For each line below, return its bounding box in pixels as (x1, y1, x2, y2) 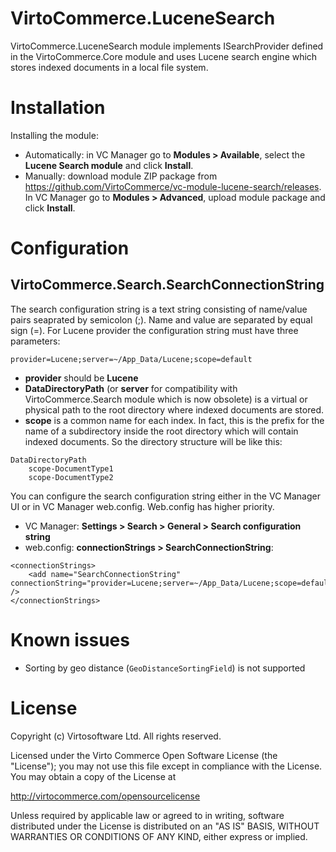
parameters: (10, 335, 61, 347)
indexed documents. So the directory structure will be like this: (24, 435, 283, 447)
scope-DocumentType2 (28, 472, 114, 482)
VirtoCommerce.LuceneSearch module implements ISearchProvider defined (10, 40, 324, 52)
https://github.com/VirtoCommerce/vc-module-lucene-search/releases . (24, 180, 322, 192)
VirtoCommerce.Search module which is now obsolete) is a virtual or (24, 393, 308, 405)
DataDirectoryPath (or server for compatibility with (24, 382, 238, 394)
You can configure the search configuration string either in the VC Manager (10, 490, 321, 502)
